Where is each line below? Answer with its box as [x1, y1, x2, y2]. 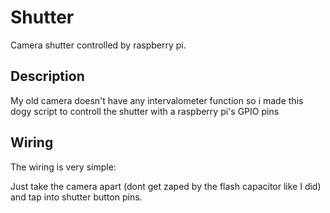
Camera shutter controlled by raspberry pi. [10, 39, 187, 51]
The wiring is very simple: [10, 161, 117, 173]
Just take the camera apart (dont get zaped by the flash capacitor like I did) [10, 180, 322, 192]
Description [10, 68, 85, 85]
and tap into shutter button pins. [10, 191, 143, 203]
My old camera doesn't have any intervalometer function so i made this [10, 94, 304, 106]
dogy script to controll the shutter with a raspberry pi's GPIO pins [10, 105, 280, 117]
